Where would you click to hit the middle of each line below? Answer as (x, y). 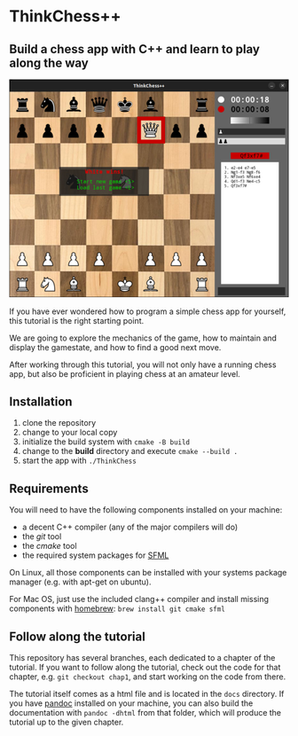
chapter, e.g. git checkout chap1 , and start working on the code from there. (148, 677)
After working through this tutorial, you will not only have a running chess (143, 364)
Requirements (49, 488)
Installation (41, 402)
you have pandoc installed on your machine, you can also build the (131, 703)
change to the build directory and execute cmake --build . (130, 451)
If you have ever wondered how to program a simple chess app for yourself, (148, 311)
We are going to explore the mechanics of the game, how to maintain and (143, 338)
